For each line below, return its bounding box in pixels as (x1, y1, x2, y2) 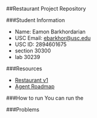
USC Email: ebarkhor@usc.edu (14, 35, 91, 41)
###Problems (6, 106, 40, 113)
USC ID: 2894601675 (14, 41, 67, 48)
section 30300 (14, 47, 51, 54)
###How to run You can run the (6, 95, 84, 101)
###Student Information (6, 17, 65, 23)
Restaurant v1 (14, 77, 49, 83)
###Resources (6, 65, 43, 72)
